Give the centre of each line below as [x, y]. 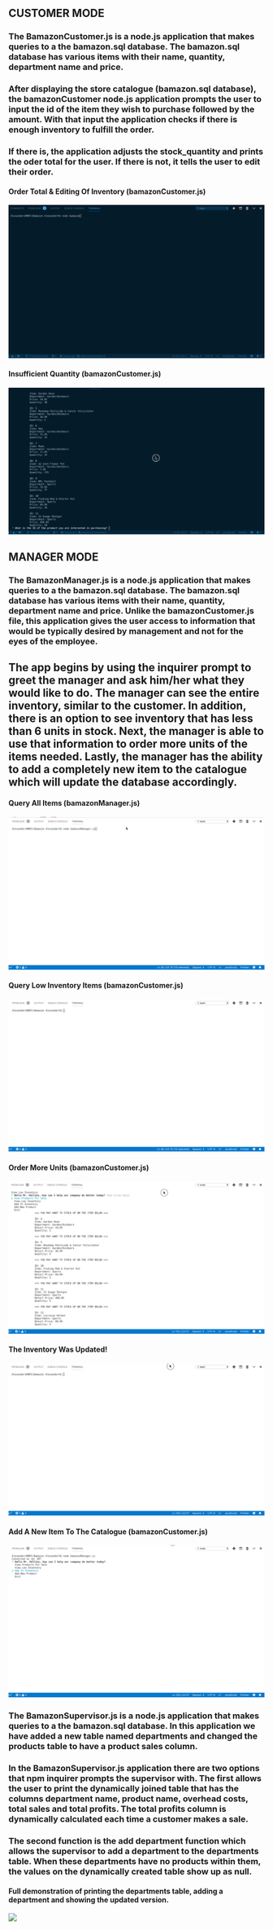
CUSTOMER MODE [56, 13]
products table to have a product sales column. [103, 1747]
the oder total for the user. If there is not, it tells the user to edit [134, 162]
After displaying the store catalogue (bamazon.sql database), [132, 89]
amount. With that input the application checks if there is [123, 120]
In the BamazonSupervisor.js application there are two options [134, 1769]
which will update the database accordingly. [123, 783]
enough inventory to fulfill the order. [81, 130]
